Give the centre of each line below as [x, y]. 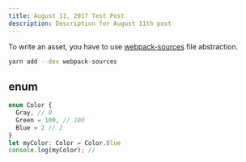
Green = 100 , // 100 [50, 120]
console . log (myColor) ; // [52, 151]
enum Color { [30, 105]
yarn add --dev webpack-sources [63, 62]
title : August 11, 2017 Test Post [67, 16]
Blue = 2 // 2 [39, 128]
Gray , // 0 [34, 113]
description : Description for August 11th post [90, 23]
